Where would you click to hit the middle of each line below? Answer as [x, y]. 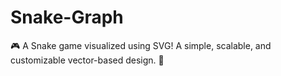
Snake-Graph [67, 17]
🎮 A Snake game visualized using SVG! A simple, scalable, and [141, 45]
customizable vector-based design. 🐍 [87, 60]
